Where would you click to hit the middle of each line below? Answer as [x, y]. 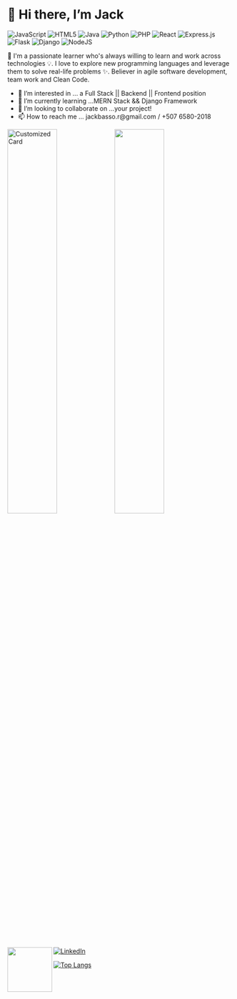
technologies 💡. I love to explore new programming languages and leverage [118, 63]
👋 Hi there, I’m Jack [66, 15]
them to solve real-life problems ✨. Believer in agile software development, [117, 71]
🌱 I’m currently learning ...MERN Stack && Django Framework [107, 101]
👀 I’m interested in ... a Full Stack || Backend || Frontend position [112, 93]
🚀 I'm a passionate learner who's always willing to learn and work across [114, 56]
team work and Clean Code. [49, 79]
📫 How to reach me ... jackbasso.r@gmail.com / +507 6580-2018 [115, 116]
